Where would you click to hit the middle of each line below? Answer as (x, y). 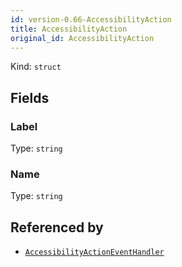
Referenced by (57, 227)
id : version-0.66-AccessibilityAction (91, 19)
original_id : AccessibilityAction (82, 38)
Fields (30, 97)
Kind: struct (36, 67)
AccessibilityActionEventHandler (94, 252)
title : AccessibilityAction (69, 29)
